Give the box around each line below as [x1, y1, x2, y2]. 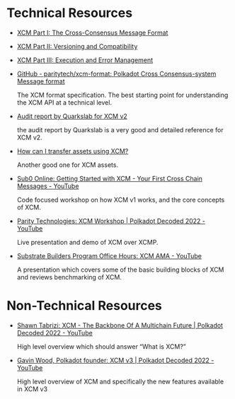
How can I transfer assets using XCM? [16, 146, 129, 155]
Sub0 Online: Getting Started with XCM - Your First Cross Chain [16, 174, 203, 183]
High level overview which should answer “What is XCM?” [16, 342, 186, 351]
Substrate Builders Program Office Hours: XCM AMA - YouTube [16, 251, 202, 260]
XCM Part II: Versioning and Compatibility [16, 42, 138, 50]
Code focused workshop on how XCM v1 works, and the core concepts [16, 195, 225, 204]
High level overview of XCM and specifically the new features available [16, 377, 224, 386]
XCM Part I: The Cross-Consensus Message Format [16, 28, 168, 37]
